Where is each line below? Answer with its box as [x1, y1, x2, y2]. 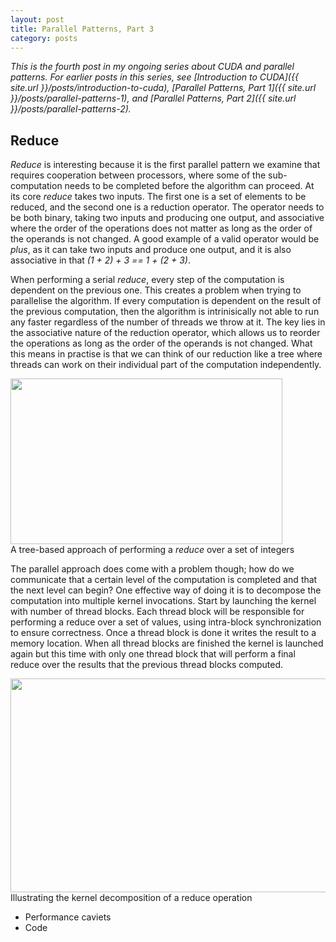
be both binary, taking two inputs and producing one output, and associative [10, 212, 325, 224]
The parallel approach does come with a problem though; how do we [10, 563, 295, 575]
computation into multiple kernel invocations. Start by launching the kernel [10, 595, 317, 607]
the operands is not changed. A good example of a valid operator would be [10, 233, 320, 245]
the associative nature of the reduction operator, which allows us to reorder [10, 327, 321, 339]
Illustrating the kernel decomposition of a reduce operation [10, 892, 253, 904]
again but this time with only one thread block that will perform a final [10, 648, 296, 660]
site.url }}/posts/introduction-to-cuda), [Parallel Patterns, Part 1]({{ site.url [10, 82, 317, 94]
